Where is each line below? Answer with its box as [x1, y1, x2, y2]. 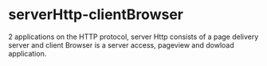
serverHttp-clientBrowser [8, 6, 183, 24]
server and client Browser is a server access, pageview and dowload [8, 40, 235, 49]
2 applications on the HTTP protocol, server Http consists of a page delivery [8, 32, 259, 41]
